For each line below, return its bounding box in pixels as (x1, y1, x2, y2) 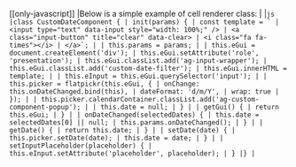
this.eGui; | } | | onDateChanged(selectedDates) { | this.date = (9, 110, 260, 119)
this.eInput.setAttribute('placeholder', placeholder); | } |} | (9, 149, 255, 158)
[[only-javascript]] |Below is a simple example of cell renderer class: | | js (9, 9, 275, 19)
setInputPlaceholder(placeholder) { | (9, 141, 152, 150)
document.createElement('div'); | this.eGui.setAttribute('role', (9, 49, 260, 57)
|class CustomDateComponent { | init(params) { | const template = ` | (9, 18, 279, 27)
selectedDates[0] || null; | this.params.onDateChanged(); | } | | (9, 118, 264, 127)
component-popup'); (9, 102, 82, 111)
